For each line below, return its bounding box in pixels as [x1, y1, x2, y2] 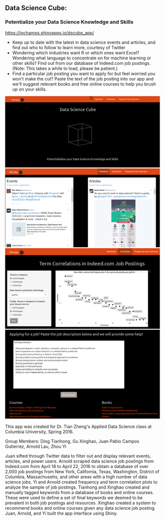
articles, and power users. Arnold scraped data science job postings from [5, 458, 154, 464]
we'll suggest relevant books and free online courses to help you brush [12, 81, 156, 87]
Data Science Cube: [5, 4, 67, 12]
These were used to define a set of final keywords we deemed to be [5, 495, 143, 500]
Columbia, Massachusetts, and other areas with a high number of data [5, 473, 147, 480]
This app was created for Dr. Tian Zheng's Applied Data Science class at [5, 423, 152, 429]
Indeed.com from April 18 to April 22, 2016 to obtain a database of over [5, 463, 149, 469]
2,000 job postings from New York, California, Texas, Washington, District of [5, 469, 160, 474]
